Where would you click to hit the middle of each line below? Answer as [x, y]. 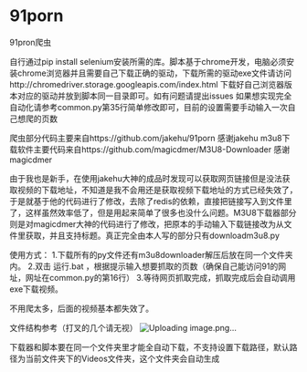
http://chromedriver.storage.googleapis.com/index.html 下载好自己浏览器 [147, 84]
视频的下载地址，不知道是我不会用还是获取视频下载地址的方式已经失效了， [157, 190]
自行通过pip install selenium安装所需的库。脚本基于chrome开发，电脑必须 [148, 61]
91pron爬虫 [31, 42]
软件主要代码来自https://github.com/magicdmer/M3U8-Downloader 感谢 [153, 149]
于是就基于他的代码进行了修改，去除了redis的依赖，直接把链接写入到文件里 [151, 201]
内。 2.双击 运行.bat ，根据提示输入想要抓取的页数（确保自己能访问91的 [144, 266]
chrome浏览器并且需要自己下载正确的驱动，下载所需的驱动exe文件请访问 [154, 73]
